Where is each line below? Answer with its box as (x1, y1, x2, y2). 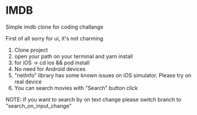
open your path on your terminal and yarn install (14, 52, 133, 60)
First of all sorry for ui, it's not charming (5, 35, 104, 42)
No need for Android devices (14, 65, 86, 72)
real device (14, 78, 43, 85)
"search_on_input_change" (5, 102, 72, 109)
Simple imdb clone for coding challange (5, 23, 104, 30)
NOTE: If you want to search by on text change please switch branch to (5, 96, 182, 103)
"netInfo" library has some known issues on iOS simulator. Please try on (14, 72, 192, 79)
